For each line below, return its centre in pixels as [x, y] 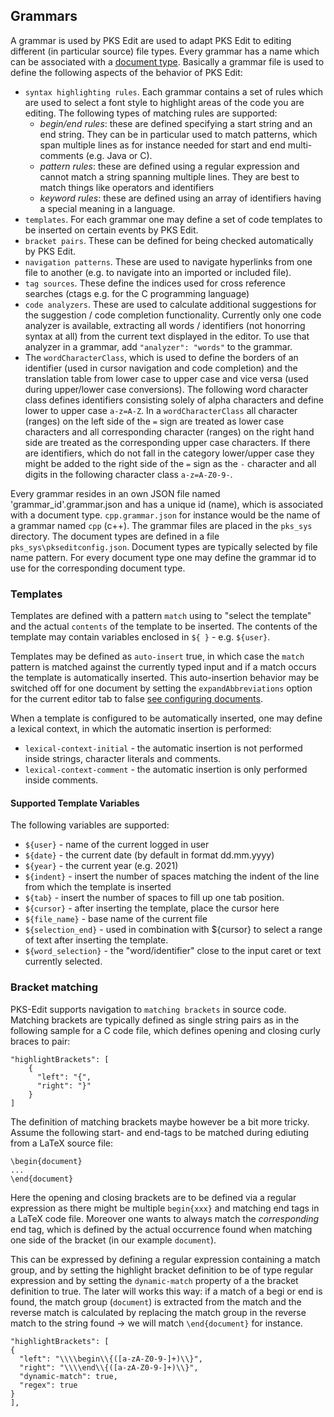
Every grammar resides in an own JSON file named [115, 493]
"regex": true [48, 1385]
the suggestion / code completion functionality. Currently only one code [173, 315]
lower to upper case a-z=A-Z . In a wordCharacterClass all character [161, 410]
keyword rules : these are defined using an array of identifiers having [180, 198]
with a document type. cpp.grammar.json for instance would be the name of [165, 515]
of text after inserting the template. [96, 940]
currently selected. [63, 961]
